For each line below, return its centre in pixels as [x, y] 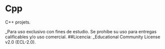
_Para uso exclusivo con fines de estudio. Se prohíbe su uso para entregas [81, 31]
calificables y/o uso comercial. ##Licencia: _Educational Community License [83, 37]
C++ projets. [18, 22]
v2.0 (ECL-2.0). [20, 42]
